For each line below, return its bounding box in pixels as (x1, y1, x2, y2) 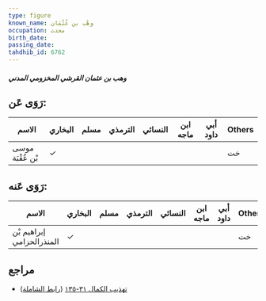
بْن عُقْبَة (12, 152, 38, 163)
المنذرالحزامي (12, 236, 59, 247)
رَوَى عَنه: (8, 179, 47, 192)
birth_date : (8, 33, 47, 42)
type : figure (8, 11, 51, 20)
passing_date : (8, 41, 55, 49)
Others (226, 124, 254, 135)
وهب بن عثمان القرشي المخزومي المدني (8, 73, 127, 82)
